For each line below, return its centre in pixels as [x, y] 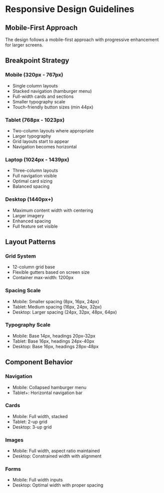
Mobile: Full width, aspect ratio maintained [56, 451]
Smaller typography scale [39, 101]
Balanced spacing [31, 186]
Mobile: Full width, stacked [40, 416]
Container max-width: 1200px [43, 278]
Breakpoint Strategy [37, 61]
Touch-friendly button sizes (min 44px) [53, 107]
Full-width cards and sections [43, 96]
